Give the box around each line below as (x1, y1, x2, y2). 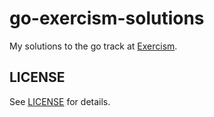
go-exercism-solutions (9, 7, 205, 30)
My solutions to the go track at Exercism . (9, 40, 178, 52)
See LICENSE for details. (9, 95, 111, 107)
